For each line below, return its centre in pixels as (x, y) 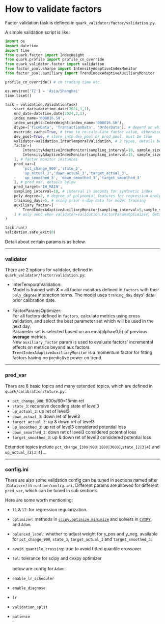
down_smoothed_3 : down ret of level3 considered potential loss (74, 432)
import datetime (22, 46)
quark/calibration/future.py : (36, 391)
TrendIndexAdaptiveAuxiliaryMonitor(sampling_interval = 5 (82, 210)
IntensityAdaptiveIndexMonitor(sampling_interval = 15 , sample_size (92, 155)
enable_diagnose (29, 588)
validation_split (30, 607)
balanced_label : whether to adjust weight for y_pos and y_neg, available (85, 534)
